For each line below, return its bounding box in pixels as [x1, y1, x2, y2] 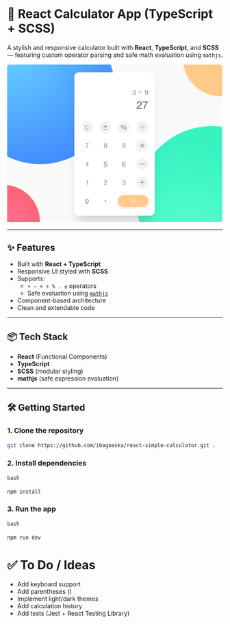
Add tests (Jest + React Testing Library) [16, 610, 130, 618]
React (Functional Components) [16, 352, 107, 361]
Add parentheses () [16, 588, 72, 596]
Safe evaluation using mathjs [27, 289, 108, 298]
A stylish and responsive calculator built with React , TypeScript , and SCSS [7, 43, 219, 51]
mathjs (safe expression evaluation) [16, 374, 119, 383]
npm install [7, 488, 41, 496]
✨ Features [7, 242, 55, 254]
